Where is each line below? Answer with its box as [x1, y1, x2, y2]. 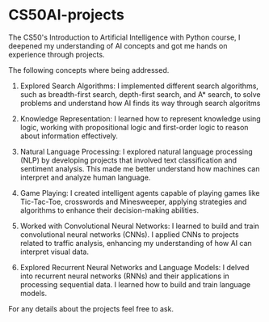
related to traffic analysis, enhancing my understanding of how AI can [19, 238, 252, 248]
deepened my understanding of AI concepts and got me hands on [8, 40, 228, 50]
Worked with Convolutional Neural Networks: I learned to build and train [19, 221, 260, 231]
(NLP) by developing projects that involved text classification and [19, 155, 237, 165]
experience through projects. [8, 49, 105, 59]
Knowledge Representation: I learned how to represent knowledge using [19, 113, 261, 123]
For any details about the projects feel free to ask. [8, 303, 174, 313]
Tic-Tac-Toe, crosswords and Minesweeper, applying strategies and [19, 197, 247, 206]
